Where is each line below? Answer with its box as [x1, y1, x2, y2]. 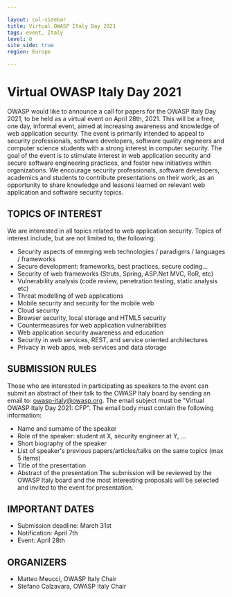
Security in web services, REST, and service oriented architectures [17, 335, 208, 344]
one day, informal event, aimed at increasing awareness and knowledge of [7, 122, 220, 130]
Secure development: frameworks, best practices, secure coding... [17, 262, 208, 270]
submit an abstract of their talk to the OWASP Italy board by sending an [7, 389, 211, 397]
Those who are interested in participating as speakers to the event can [7, 382, 209, 390]
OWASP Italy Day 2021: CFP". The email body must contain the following [7, 403, 214, 412]
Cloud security [17, 306, 60, 314]
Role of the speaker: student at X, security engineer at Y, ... [17, 431, 186, 440]
